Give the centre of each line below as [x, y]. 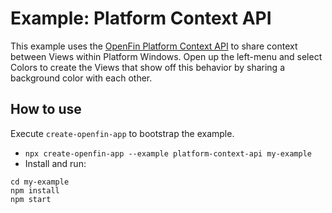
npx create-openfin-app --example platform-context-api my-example [168, 153]
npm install [35, 190]
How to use [46, 109]
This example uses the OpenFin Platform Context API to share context [154, 46]
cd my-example [40, 182]
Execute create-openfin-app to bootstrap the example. [122, 133]
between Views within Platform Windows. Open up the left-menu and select [166, 56]
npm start [31, 199]
